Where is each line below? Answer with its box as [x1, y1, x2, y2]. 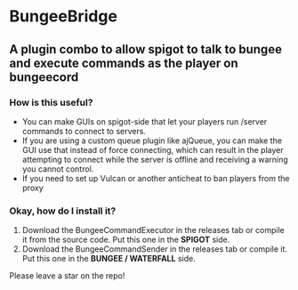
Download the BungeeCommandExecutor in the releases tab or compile [21, 225, 285, 236]
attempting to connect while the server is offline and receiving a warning [21, 154, 289, 165]
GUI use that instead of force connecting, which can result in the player [21, 144, 284, 155]
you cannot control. [21, 163, 94, 174]
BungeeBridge [9, 6, 118, 27]
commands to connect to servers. [21, 125, 147, 136]
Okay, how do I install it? [9, 205, 117, 217]
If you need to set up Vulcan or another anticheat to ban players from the [21, 173, 290, 183]
